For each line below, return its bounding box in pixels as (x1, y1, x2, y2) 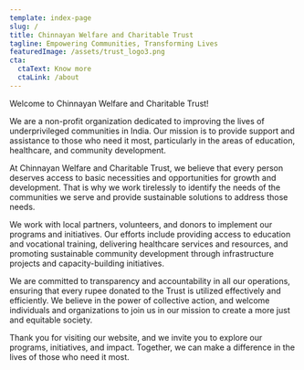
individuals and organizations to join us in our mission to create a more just (9, 304, 290, 315)
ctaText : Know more (17, 65, 92, 74)
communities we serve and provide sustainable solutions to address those (9, 191, 288, 202)
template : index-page (9, 13, 92, 23)
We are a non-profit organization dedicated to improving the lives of (9, 115, 265, 126)
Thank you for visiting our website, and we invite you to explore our (9, 332, 263, 343)
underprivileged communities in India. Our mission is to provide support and (9, 125, 295, 136)
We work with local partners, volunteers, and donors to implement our (9, 218, 273, 229)
